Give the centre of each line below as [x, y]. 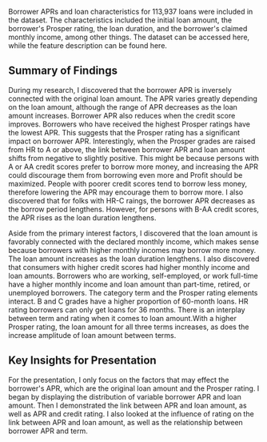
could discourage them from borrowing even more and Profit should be [126, 175]
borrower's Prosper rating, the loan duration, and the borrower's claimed [128, 28]
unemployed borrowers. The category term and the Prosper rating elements [133, 292]
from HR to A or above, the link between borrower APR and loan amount [127, 149]
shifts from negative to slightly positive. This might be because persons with [134, 158]
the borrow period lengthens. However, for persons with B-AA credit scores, [134, 209]
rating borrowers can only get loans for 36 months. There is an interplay [127, 309]
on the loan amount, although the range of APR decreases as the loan [123, 106]
